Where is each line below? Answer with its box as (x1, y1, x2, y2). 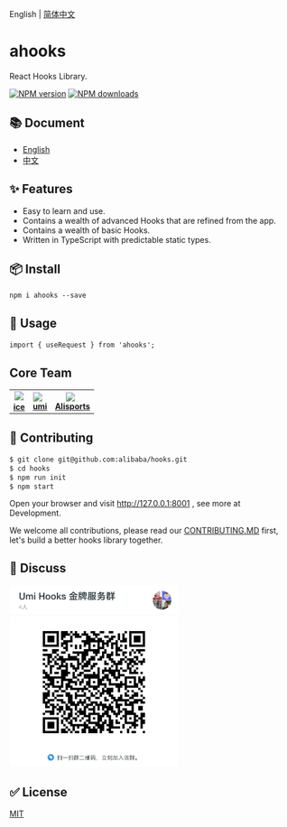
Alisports (54, 401, 90, 412)
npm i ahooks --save (9, 291, 88, 301)
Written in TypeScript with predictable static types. (22, 234, 212, 245)
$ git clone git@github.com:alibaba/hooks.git (9, 455, 188, 464)
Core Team (9, 365, 72, 380)
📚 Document (9, 116, 85, 131)
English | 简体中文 (9, 9, 76, 19)
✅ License (9, 785, 68, 800)
